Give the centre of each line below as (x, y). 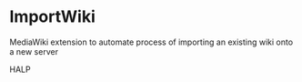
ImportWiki (52, 17)
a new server (34, 51)
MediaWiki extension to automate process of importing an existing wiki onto (151, 42)
